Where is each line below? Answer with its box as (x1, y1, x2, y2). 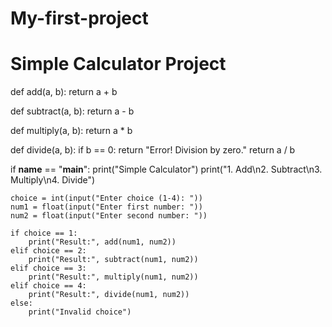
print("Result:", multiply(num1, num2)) (28, 272, 199, 282)
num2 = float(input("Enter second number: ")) (10, 211, 208, 221)
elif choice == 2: (10, 246, 87, 256)
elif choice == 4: (10, 281, 87, 291)
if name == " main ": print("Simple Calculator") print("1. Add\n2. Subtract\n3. (10, 163, 323, 176)
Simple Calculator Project (10, 53, 227, 76)
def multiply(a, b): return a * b (10, 125, 133, 137)
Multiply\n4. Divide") (10, 174, 96, 186)
